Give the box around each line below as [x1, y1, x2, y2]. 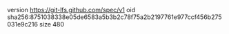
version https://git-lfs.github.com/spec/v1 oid [7, 6, 136, 14]
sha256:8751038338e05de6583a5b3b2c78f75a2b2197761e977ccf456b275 [7, 13, 222, 21]
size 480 [39, 20, 64, 28]
